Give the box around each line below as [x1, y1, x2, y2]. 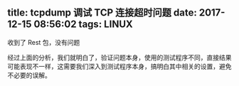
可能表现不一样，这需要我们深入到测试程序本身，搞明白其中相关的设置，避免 [7, 62, 232, 70]
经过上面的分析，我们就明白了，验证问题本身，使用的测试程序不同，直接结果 [7, 53, 232, 62]
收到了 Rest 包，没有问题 [7, 38, 80, 46]
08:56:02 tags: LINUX [33, 18, 133, 31]
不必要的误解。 [7, 70, 51, 80]
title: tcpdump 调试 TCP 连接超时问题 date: [7, 6, 197, 19]
